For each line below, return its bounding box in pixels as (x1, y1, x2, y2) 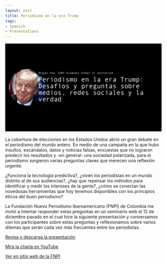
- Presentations (5, 29, 39, 34)
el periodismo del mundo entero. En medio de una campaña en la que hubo (5, 142, 159, 148)
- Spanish (5, 24, 26, 29)
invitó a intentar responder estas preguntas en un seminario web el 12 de (5, 209, 155, 215)
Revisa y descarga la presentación (5, 234, 76, 240)
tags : (5, 18, 16, 23)
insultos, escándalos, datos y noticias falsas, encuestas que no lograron (5, 147, 153, 153)
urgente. (5, 163, 22, 169)
